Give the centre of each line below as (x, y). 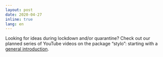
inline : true (19, 19)
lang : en (15, 24)
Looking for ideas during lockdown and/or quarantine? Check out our (78, 38)
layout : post (19, 10)
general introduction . (27, 49)
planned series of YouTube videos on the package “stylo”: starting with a (81, 44)
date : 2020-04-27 (24, 15)
